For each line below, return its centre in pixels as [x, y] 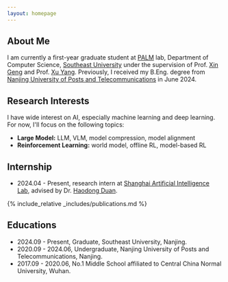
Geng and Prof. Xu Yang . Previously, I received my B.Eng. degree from [106, 72]
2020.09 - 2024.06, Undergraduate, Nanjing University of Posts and [113, 249]
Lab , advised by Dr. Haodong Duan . [67, 191]
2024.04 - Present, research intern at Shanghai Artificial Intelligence [113, 183]
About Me [28, 41]
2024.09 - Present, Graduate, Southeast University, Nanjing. [102, 242]
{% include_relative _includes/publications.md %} [77, 204]
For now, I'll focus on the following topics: [66, 125]
